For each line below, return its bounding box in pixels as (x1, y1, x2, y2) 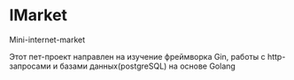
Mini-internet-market (9, 34, 86, 45)
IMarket (9, 5, 68, 25)
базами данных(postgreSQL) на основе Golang (59, 61, 236, 71)
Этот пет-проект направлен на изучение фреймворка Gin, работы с (9, 51, 266, 62)
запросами (9, 61, 51, 71)
